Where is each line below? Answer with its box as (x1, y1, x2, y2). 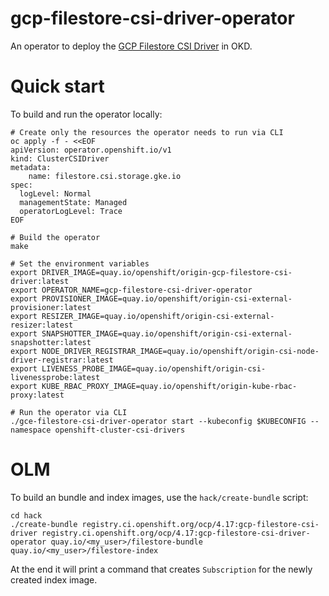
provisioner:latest (10, 302, 92, 312)
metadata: (10, 162, 52, 172)
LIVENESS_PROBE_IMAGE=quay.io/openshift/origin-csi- (41, 363, 267, 374)
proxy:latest (10, 390, 65, 400)
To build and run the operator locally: (10, 108, 163, 120)
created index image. (10, 573, 98, 586)
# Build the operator (10, 232, 101, 242)
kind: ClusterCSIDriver (10, 153, 110, 164)
